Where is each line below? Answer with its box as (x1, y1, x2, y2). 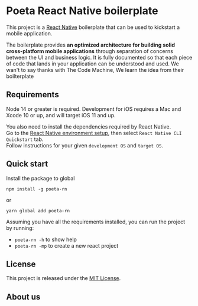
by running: (6, 224, 34, 231)
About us (6, 292, 41, 302)
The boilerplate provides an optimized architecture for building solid (6, 41, 176, 48)
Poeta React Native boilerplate (6, 4, 158, 18)
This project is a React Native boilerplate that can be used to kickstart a (6, 24, 180, 31)
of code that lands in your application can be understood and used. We (6, 60, 179, 67)
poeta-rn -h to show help (14, 236, 77, 243)
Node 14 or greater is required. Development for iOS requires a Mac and (6, 105, 181, 113)
